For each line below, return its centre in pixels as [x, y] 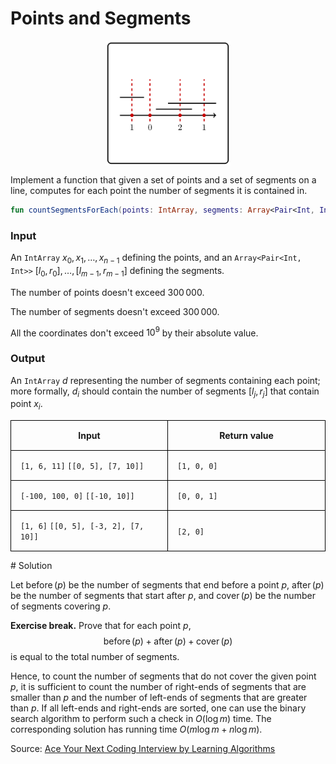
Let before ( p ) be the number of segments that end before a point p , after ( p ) [167, 585]
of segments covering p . [61, 606]
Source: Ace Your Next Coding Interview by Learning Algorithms [143, 749]
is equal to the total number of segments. [95, 657]
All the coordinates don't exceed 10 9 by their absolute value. [134, 332]
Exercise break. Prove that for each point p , [101, 626]
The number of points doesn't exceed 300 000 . [107, 292]
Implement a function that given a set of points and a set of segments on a [163, 179]
